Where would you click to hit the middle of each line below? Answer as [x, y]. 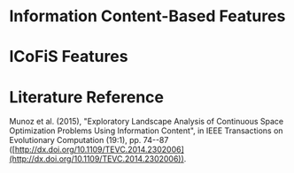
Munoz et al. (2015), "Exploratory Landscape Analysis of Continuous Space [147, 122]
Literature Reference [87, 97]
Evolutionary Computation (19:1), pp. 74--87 [89, 140]
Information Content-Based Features [147, 16]
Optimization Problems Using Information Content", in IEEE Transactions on [146, 131]
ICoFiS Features [69, 57]
